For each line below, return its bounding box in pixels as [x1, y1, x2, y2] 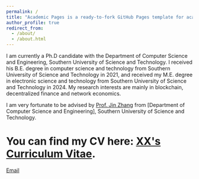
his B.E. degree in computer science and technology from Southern [6, 65, 171, 71]
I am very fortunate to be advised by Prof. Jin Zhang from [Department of [6, 102, 185, 108]
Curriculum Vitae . [6, 147, 96, 161]
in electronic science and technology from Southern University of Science [6, 77, 187, 84]
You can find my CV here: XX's [6, 135, 161, 148]
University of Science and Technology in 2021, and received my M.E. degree [6, 71, 193, 78]
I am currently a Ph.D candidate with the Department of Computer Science [6, 53, 188, 59]
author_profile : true [6, 19, 60, 25]
